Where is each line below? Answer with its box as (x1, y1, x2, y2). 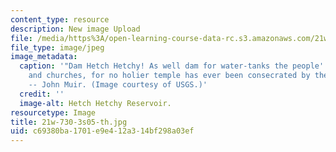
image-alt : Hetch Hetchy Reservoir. (19, 98, 172, 108)
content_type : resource (10, 14, 110, 25)
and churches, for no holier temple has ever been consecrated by (28, 71, 311, 81)
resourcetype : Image (10, 107, 97, 118)
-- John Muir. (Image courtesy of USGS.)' (28, 80, 208, 90)
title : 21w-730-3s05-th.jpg (10, 117, 128, 127)
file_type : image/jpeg (10, 42, 105, 53)
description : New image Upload (10, 24, 141, 34)
